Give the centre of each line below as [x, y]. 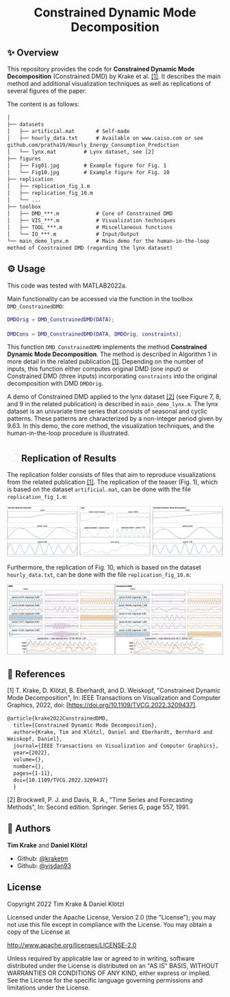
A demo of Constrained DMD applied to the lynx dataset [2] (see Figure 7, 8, [114, 397]
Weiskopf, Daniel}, [35, 739]
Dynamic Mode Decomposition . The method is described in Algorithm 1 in [112, 354]
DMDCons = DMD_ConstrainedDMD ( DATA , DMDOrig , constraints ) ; [95, 334]
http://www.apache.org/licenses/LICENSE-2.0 [72, 945]
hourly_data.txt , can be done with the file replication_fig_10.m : [99, 574]
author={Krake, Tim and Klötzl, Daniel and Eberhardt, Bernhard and [113, 732]
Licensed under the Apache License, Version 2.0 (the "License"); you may [112, 917]
